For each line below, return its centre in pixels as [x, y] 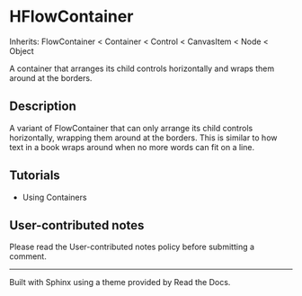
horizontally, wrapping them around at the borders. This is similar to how [143, 138]
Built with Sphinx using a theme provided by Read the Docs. [120, 283]
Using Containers [54, 197]
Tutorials [35, 176]
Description [43, 107]
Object [22, 50]
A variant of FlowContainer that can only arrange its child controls [131, 128]
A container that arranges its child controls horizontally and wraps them [142, 68]
